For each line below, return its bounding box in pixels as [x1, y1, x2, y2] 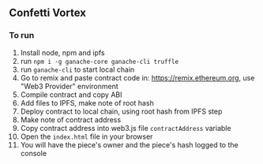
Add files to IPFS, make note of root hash [20, 98, 155, 107]
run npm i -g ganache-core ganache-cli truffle [20, 56, 179, 65]
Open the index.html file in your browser [20, 132, 153, 141]
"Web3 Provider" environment [20, 81, 119, 91]
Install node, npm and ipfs [20, 47, 105, 58]
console [20, 148, 47, 158]
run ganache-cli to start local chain [20, 65, 135, 74]
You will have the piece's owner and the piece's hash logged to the [20, 140, 239, 149]
